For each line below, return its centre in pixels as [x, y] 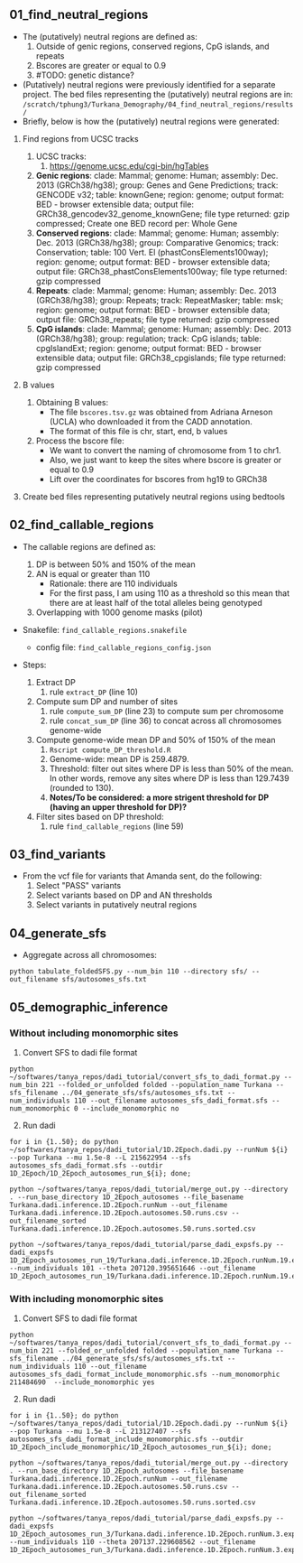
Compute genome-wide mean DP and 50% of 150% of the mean [156, 740]
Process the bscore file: [80, 441]
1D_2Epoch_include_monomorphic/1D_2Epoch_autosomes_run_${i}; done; [141, 1447]
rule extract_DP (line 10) [93, 692]
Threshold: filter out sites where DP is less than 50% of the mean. [171, 768]
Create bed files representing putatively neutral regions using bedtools [154, 497]
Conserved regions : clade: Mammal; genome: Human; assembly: [157, 233]
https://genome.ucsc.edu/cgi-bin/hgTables [129, 165]
